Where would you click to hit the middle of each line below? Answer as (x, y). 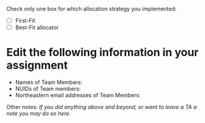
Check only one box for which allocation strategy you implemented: (91, 9)
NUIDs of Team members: (48, 89)
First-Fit (25, 20)
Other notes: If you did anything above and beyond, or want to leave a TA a (102, 107)
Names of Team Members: (49, 82)
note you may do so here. (39, 114)
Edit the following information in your (102, 53)
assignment (37, 65)
